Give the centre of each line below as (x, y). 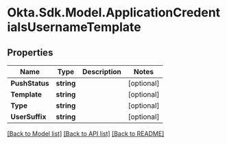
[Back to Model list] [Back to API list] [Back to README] (86, 134)
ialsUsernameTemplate (74, 27)
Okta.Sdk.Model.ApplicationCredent (114, 13)
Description (101, 72)
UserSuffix (28, 117)
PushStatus (30, 83)
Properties (30, 52)
